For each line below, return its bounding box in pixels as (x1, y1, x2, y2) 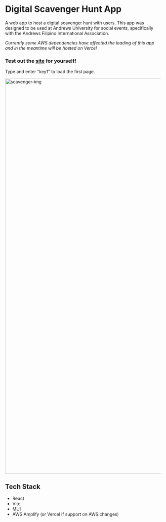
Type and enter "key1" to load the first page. (5, 69, 95, 75)
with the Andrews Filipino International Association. (5, 30, 110, 36)
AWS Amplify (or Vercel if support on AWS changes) (12, 511, 119, 517)
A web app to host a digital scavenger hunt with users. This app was (5, 20, 144, 26)
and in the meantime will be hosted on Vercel (5, 45, 97, 51)
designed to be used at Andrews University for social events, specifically (5, 25, 154, 31)
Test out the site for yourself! (5, 57, 77, 64)
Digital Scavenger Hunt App (5, 3, 122, 15)
